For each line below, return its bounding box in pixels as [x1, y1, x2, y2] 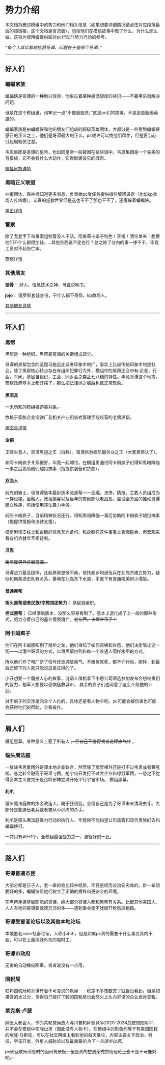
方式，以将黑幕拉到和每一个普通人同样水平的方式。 [43, 648, 147, 654]
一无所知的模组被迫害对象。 [5, 404, 61, 410]
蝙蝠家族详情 [5, 165, 31, 171]
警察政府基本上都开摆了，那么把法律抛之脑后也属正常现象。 [5, 380, 126, 386]
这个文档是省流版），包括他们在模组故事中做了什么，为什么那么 [30, 28, 158, 33]
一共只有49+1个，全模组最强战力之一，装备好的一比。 [5, 833, 114, 839]
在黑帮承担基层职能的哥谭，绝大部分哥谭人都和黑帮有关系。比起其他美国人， [5, 899, 160, 905]
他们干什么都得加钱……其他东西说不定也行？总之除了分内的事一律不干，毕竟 [5, 240, 159, 245]
